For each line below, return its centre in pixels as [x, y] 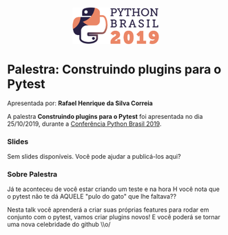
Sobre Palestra [32, 174]
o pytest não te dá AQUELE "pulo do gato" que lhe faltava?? [92, 197]
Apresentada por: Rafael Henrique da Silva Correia [80, 103]
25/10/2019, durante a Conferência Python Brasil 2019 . [84, 124]
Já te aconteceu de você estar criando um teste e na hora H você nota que [114, 189]
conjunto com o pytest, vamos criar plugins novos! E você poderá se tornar [114, 217]
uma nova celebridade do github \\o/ [59, 225]
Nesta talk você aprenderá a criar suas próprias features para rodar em [108, 210]
